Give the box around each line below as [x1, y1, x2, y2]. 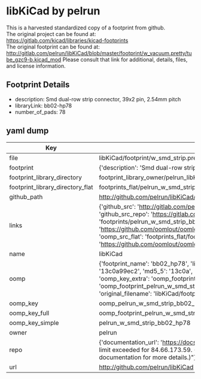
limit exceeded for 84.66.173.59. [98, 345, 193, 354]
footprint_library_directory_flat [9, 183, 93, 191]
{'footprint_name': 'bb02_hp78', [98, 259, 190, 267]
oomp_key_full [9, 309, 50, 317]
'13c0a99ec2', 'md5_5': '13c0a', [98, 267, 193, 275]
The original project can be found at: [6, 30, 96, 37]
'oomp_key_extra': [98, 274, 150, 282]
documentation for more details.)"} [98, 353, 196, 361]
